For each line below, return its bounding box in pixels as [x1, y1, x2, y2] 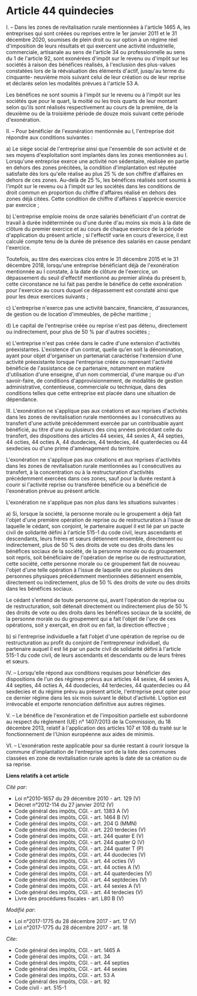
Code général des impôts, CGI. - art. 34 [14, 952, 110, 960]
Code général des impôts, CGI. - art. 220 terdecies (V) [14, 826, 146, 833]
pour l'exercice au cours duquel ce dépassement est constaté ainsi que [6, 286, 179, 293]
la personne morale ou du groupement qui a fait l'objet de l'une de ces [6, 615, 176, 622]
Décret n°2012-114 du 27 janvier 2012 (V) [14, 801, 114, 808]
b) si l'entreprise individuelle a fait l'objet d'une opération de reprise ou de [6, 633, 185, 640]
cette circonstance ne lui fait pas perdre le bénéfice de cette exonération [6, 280, 182, 288]
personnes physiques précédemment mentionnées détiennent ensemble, [6, 572, 183, 580]
